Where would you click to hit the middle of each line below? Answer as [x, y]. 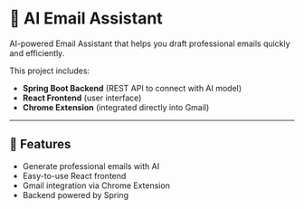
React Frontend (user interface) [82, 98]
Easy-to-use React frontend [74, 176]
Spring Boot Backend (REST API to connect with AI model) [132, 88]
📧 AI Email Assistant [86, 19]
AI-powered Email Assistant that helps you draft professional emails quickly [150, 43]
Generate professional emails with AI [91, 166]
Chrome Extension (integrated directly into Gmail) [116, 107]
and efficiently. [37, 52]
